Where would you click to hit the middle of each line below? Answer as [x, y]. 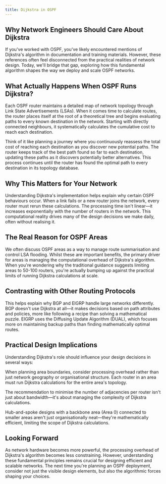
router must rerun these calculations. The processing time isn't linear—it [79, 206]
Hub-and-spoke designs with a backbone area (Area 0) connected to [76, 412]
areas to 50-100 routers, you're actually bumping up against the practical [80, 270]
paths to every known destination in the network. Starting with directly [77, 121]
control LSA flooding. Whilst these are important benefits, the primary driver [83, 254]
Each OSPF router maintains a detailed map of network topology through [79, 106]
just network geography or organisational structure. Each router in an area [81, 377]
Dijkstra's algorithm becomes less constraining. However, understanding [79, 455]
